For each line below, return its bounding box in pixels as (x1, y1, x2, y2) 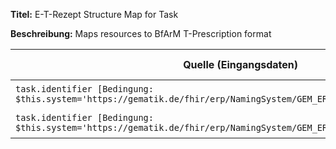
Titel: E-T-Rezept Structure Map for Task (10, 9, 179, 20)
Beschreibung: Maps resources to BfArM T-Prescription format (10, 28, 272, 39)
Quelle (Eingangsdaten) (183, 58, 299, 71)
